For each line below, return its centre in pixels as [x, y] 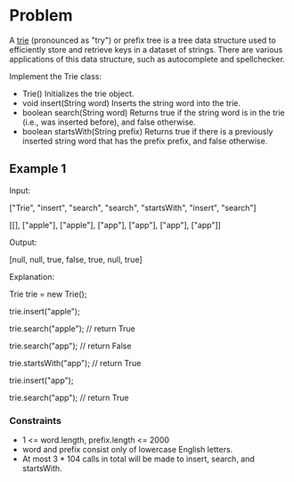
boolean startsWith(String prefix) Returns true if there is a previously [147, 131]
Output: [23, 242]
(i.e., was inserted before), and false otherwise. [109, 122]
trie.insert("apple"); [45, 311]
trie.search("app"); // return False [70, 346]
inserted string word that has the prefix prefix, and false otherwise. [145, 141]
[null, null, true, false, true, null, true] [76, 259]
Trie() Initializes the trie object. [78, 94]
